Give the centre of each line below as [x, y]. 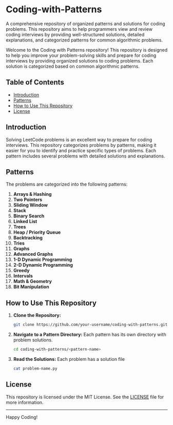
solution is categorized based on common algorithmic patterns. [73, 66]
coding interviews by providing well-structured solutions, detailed [75, 34]
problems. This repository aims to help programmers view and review [79, 29]
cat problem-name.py [35, 368]
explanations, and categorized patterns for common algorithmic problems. [84, 40]
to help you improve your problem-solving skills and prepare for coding [81, 55]
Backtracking [28, 238]
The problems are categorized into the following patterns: [67, 184]
